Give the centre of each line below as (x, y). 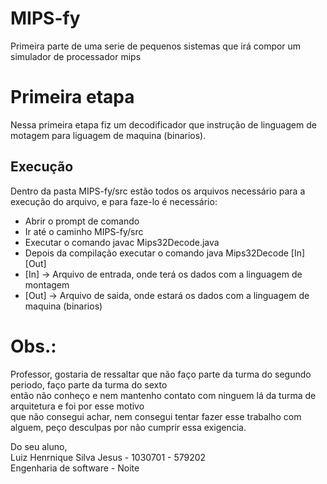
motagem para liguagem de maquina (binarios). (108, 135)
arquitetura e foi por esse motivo (77, 406)
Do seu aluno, (39, 446)
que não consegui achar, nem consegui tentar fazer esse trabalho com (156, 416)
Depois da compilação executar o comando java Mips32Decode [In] (165, 253)
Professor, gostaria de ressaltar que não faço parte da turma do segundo (161, 374)
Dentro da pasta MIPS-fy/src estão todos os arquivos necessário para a (158, 191)
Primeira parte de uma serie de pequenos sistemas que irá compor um (156, 46)
